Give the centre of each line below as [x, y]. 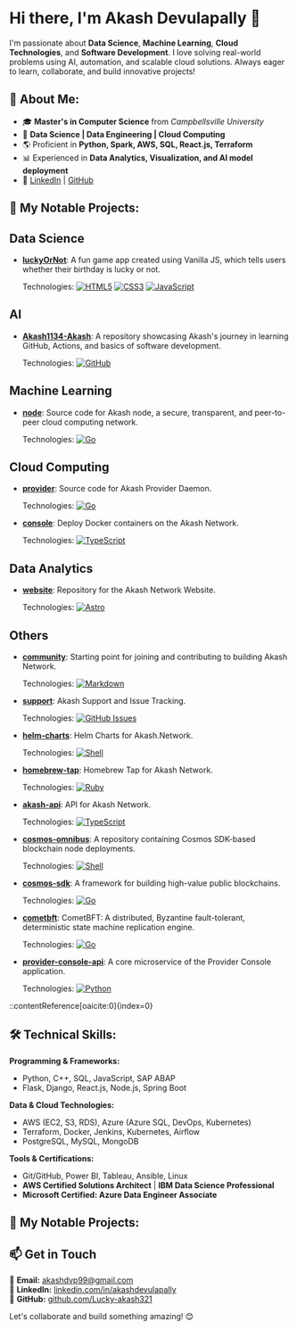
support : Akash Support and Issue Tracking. [104, 701]
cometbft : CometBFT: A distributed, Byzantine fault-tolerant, [133, 918]
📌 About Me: [45, 99]
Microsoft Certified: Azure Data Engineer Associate [120, 1194]
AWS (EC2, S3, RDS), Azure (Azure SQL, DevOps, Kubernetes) [136, 1122]
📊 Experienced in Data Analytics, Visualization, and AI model [137, 157]
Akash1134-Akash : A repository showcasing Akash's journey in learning [155, 336]
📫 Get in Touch [53, 1254]
